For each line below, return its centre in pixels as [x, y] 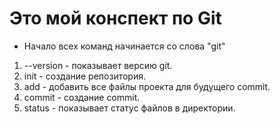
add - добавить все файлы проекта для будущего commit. [147, 86]
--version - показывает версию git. [98, 65]
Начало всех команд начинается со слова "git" [124, 46]
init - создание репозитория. [84, 76]
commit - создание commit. [82, 97]
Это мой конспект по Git [115, 18]
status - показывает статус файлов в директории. [129, 108]
